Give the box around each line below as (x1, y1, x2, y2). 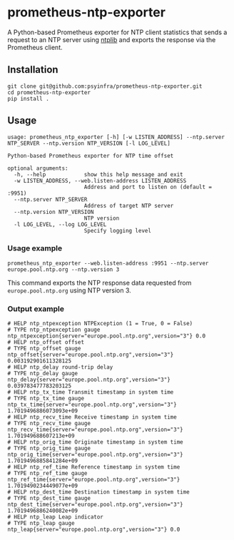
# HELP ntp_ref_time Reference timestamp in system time (7, 464, 180, 471)
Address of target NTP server (83, 202, 174, 209)
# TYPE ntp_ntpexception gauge (7, 326, 101, 334)
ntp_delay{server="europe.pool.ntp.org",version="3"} (7, 376, 171, 384)
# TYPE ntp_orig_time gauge (7, 445, 91, 452)
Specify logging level (83, 227, 152, 234)
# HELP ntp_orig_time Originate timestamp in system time (7, 439, 183, 446)
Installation (7, 63, 58, 76)
